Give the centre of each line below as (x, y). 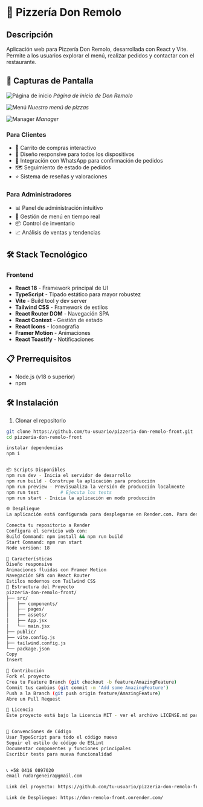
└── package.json (28, 649)
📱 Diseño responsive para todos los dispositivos (75, 154)
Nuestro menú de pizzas (59, 107)
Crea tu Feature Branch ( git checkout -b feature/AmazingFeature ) (92, 682)
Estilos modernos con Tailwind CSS (51, 582)
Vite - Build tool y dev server (51, 301)
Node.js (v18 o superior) (45, 377)
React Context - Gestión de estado (59, 320)
